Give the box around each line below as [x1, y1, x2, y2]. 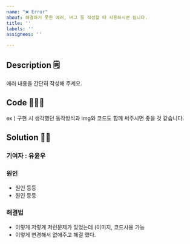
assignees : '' [6, 31, 42, 38]
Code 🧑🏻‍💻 [6, 97, 45, 108]
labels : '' [6, 25, 34, 32]
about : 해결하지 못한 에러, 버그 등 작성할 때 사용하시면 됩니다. [6, 15, 148, 21]
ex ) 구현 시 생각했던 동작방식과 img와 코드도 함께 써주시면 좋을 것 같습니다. [6, 114, 185, 122]
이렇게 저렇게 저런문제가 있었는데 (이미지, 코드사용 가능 [15, 223, 145, 231]
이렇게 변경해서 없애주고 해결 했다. [15, 231, 96, 238]
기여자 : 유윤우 [6, 152, 46, 160]
